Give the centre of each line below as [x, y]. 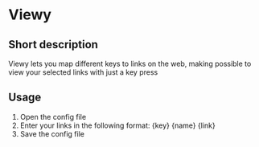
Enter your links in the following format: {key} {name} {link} [117, 125]
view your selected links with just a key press [83, 72]
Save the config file [52, 133]
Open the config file [53, 116]
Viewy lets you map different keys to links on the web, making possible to [130, 63]
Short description [53, 45]
